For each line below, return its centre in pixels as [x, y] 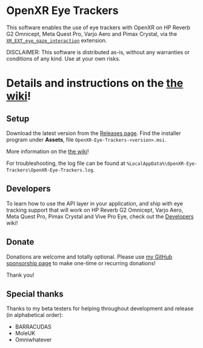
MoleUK [25, 333]
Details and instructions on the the [95, 83]
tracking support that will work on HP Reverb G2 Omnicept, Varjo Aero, [95, 210]
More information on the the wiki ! [48, 151]
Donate [20, 242]
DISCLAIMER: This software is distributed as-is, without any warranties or [98, 52]
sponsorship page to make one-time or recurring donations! [81, 263]
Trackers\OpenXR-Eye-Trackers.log [50, 170]
